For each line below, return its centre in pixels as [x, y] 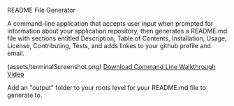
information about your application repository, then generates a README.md [117, 31]
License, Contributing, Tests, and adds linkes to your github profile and [109, 46]
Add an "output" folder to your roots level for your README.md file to [107, 88]
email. [16, 53]
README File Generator [41, 10]
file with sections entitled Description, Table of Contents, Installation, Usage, [117, 38]
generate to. [25, 95]
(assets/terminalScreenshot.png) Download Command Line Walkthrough [112, 67]
